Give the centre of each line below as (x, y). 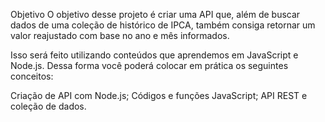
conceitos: (32, 76)
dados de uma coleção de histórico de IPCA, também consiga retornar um (163, 25)
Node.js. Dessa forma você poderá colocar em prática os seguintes (149, 65)
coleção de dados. (48, 106)
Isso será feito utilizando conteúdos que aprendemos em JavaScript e (154, 55)
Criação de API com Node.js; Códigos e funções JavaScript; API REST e (159, 95)
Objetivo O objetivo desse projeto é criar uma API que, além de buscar (155, 14)
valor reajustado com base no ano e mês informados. (120, 35)
